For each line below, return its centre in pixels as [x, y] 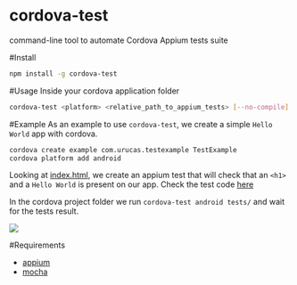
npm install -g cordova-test [63, 73]
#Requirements [37, 245]
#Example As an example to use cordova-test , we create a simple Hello [141, 124]
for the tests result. [44, 211]
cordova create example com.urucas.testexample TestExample [124, 150]
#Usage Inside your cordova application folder [95, 91]
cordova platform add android [66, 158]
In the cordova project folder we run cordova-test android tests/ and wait [147, 202]
